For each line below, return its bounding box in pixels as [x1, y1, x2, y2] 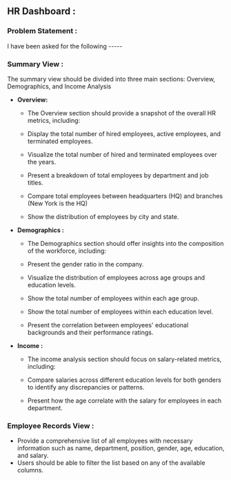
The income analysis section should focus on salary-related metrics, [27, 355, 222, 363]
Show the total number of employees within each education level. [27, 307, 214, 316]
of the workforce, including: [27, 247, 107, 255]
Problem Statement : [7, 26, 78, 36]
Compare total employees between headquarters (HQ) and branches [27, 191, 223, 200]
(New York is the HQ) [27, 199, 88, 207]
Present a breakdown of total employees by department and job [27, 171, 209, 179]
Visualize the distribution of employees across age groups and [27, 273, 205, 282]
